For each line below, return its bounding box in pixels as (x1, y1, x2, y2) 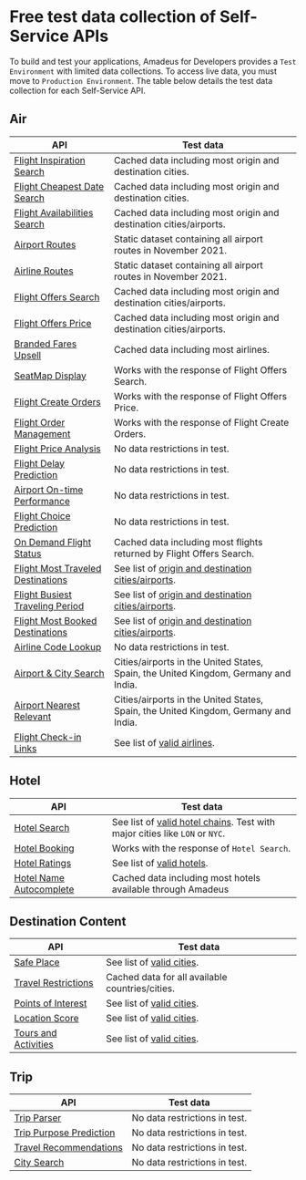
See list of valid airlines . (113, 736, 216, 749)
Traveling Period (14, 599, 85, 612)
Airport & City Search (14, 667, 105, 679)
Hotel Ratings (14, 856, 72, 869)
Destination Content (9, 914, 127, 929)
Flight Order (14, 416, 66, 429)
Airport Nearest (14, 699, 80, 711)
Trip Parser (14, 1112, 62, 1124)
